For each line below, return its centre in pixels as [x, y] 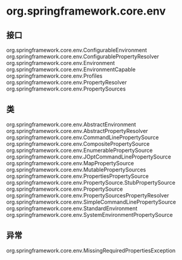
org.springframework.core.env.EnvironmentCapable [71, 69]
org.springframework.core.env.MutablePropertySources [76, 169]
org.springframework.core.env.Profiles [54, 76]
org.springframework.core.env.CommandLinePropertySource [83, 137]
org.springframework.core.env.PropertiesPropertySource [78, 176]
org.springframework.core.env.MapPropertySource [70, 163]
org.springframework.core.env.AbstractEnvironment [71, 124]
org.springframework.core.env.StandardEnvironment [72, 208]
